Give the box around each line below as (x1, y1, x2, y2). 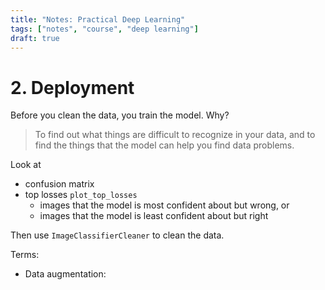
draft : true (10, 33, 60, 43)
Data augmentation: (24, 268, 107, 280)
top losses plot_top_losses (24, 189, 138, 201)
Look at (10, 159, 42, 171)
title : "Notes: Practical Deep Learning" (10, 14, 186, 25)
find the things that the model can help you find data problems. (34, 139, 295, 151)
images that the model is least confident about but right (39, 210, 269, 222)
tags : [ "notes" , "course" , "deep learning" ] (10, 24, 199, 34)
